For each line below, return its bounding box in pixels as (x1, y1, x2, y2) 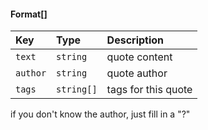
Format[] (10, 8, 48, 20)
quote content (106, 50, 173, 64)
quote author (106, 66, 168, 80)
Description (106, 33, 165, 47)
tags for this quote (106, 83, 193, 97)
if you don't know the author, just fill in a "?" (10, 108, 191, 120)
